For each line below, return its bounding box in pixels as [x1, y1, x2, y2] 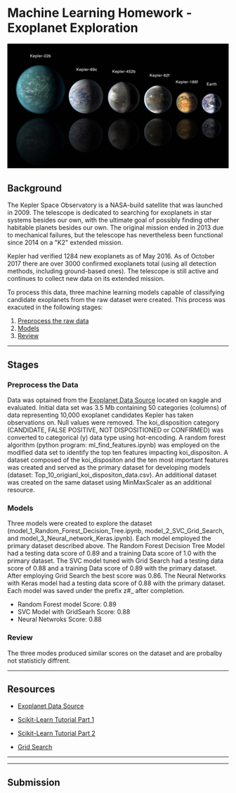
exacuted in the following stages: [7, 303, 103, 311]
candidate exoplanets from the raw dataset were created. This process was [7, 296, 226, 304]
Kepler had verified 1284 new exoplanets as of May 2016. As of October [7, 252, 215, 261]
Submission [7, 776, 61, 788]
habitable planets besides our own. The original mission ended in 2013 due [7, 223, 224, 232]
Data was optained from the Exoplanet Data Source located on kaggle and [7, 396, 222, 404]
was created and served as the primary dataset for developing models [7, 463, 211, 471]
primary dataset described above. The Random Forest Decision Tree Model [7, 542, 225, 550]
